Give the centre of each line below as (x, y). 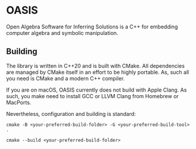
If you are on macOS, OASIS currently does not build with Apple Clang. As (97, 90)
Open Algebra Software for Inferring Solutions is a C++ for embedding (92, 27)
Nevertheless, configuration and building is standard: (71, 114)
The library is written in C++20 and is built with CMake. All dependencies (96, 66)
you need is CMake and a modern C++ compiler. (66, 78)
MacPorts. (19, 102)
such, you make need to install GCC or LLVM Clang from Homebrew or (93, 96)
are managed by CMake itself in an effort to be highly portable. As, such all (98, 72)
